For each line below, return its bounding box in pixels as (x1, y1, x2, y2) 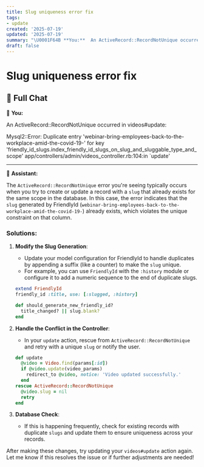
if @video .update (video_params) (21, 366, 103, 372)
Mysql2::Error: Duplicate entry (6, 133, 82, 140)
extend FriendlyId (15, 286, 62, 292)
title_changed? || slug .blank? (21, 308, 100, 314)
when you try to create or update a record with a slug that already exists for (6, 188, 195, 195)
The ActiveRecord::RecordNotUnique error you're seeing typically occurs (6, 181, 187, 189)
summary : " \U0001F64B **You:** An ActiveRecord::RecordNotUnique (6, 37, 178, 43)
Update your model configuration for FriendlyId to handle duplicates (24, 255, 194, 262)
